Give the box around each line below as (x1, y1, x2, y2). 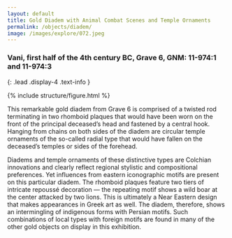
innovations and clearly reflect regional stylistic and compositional (7, 162, 198, 171)
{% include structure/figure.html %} (7, 91, 110, 99)
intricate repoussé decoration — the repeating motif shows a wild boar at (7, 185, 218, 193)
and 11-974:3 (7, 62, 52, 71)
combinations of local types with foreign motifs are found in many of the (7, 215, 215, 223)
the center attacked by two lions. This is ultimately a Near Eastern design (7, 192, 218, 201)
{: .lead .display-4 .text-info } (7, 78, 91, 86)
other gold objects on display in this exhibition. (7, 222, 142, 231)
